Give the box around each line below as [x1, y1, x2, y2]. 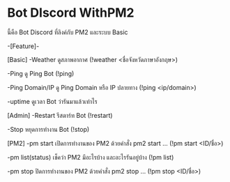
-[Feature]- [7, 42, 40, 50]
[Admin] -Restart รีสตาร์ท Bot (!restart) [7, 111, 113, 119]
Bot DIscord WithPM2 [7, 5, 135, 21]
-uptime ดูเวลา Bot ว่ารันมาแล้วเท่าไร [7, 97, 98, 105]
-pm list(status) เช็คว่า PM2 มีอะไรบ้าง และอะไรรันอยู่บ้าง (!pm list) [7, 153, 174, 161]
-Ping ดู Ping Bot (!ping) [7, 69, 75, 77]
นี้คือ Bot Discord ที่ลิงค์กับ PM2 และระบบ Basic [7, 28, 128, 36]
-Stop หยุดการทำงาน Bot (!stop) [7, 125, 90, 133]
